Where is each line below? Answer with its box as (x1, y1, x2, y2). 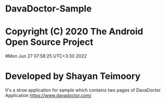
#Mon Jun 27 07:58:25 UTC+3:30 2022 (5, 53, 87, 59)
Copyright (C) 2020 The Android (5, 26, 143, 37)
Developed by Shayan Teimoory (5, 70, 141, 82)
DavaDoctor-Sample (5, 3, 92, 14)
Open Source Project (5, 36, 94, 48)
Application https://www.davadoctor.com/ (5, 92, 92, 98)
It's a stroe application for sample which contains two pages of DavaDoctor (5, 87, 161, 93)
